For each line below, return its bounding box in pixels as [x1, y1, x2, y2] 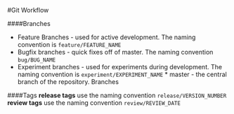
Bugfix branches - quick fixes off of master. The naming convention [17, 48, 214, 56]
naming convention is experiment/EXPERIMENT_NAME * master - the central [17, 70, 227, 78]
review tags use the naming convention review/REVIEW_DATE [7, 99, 181, 107]
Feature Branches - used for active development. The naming [17, 33, 196, 41]
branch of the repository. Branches [17, 78, 119, 86]
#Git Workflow [7, 6, 49, 14]
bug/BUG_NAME [17, 57, 56, 64]
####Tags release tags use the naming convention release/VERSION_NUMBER [7, 91, 227, 99]
